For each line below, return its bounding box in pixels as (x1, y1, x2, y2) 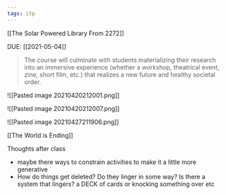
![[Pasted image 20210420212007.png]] (7, 104, 120, 112)
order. (23, 77, 41, 86)
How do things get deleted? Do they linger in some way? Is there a (17, 172, 205, 181)
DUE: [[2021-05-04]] (7, 42, 67, 50)
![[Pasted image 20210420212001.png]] (7, 91, 120, 99)
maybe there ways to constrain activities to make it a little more (17, 158, 196, 166)
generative (17, 165, 48, 173)
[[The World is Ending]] (7, 131, 74, 139)
